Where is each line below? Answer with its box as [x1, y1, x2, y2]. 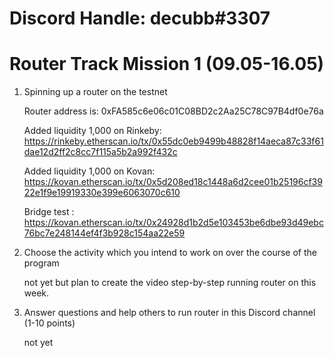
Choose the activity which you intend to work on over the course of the [23, 247, 317, 259]
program [23, 257, 60, 269]
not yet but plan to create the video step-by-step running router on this [23, 277, 317, 289]
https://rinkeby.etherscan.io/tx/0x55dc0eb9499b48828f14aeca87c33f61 [23, 135, 324, 147]
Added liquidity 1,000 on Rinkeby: [23, 125, 162, 137]
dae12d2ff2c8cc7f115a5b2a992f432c [23, 146, 178, 158]
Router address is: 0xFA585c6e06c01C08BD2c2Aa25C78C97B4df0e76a [23, 105, 324, 117]
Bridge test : [23, 206, 75, 218]
